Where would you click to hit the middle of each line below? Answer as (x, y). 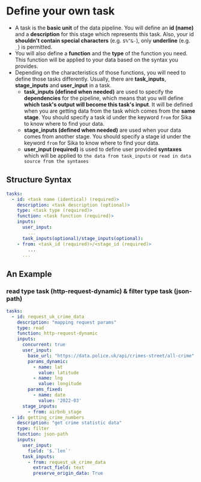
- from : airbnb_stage (55, 412)
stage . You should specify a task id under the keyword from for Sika (108, 117)
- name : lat (48, 367)
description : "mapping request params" (67, 322)
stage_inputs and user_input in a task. (63, 85)
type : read (31, 328)
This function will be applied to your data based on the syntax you (97, 60)
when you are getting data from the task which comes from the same (109, 111)
